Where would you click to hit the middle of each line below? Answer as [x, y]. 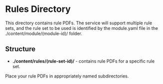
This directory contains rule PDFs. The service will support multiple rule [79, 23]
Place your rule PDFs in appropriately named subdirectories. [67, 76]
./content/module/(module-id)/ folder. [44, 33]
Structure [20, 49]
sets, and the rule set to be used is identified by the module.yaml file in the [82, 28]
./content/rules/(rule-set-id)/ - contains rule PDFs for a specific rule [83, 61]
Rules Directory [38, 9]
